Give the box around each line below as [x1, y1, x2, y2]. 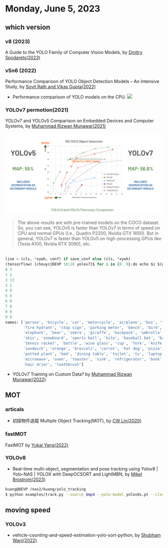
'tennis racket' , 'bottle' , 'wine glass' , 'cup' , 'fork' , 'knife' [23, 341, 164, 346]
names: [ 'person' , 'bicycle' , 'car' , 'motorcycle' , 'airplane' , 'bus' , [5, 319, 157, 325]
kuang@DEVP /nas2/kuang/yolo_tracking [5, 486, 86, 491]
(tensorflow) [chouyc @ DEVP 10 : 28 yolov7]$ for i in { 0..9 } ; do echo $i [5, 262, 155, 267]
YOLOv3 [5, 520, 26, 527]
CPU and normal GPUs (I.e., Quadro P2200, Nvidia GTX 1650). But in [17, 230, 159, 236]
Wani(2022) [12, 537, 37, 543]
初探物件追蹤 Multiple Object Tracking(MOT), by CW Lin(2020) [12, 418, 141, 424]
